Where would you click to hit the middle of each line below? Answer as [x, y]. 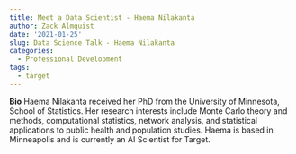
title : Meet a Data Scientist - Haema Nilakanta [102, 17]
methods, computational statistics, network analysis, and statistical [134, 120]
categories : [31, 51]
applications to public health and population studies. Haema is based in [142, 130]
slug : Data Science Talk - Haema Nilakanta [92, 43]
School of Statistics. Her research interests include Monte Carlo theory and [148, 111]
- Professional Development [70, 59]
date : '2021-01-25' [46, 34]
